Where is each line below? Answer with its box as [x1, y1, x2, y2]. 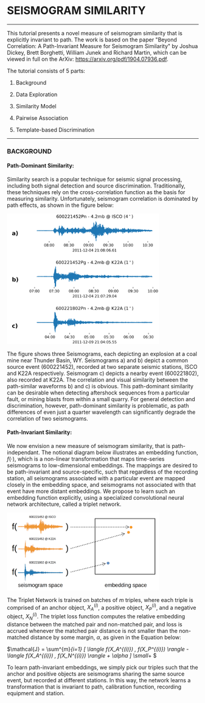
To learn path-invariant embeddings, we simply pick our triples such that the [7, 663, 198, 671]
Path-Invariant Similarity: [7, 428, 72, 436]
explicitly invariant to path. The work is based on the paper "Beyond [7, 36, 177, 43]
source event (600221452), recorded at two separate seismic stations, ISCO [7, 363, 198, 370]
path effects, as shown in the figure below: [7, 201, 114, 209]
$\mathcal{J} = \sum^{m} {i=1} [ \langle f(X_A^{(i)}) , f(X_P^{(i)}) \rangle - [7, 645, 189, 652]
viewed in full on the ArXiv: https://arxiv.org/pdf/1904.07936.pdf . [7, 55, 169, 63]
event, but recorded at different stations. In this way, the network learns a [7, 676, 191, 684]
